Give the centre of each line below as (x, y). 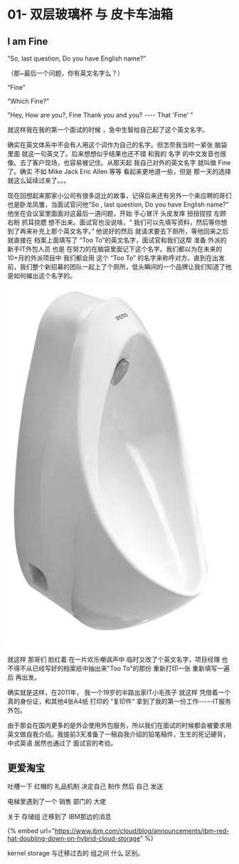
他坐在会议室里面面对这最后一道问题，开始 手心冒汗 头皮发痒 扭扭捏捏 (110, 213)
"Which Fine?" (28, 101)
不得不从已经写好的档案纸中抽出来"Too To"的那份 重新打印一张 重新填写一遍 (118, 668)
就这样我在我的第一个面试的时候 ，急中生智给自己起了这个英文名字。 (108, 130)
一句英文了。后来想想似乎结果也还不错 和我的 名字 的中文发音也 (127, 153)
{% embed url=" (31, 831)
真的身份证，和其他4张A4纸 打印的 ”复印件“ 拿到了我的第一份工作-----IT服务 (119, 702)
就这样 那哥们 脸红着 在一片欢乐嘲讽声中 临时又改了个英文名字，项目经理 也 (118, 660)
